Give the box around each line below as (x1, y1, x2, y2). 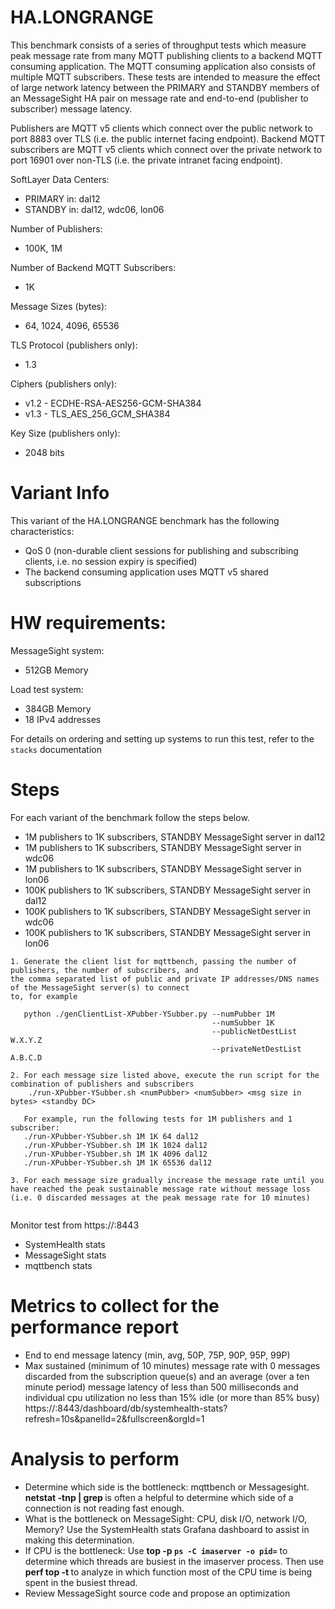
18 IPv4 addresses (24, 713, 102, 725)
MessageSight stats (24, 1249, 107, 1261)
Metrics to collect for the (10, 1294, 220, 1317)
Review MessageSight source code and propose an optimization (24, 1587, 291, 1599)
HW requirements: (10, 612, 167, 635)
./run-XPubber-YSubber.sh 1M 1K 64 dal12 (23, 1131, 199, 1141)
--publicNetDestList (211, 1026, 298, 1036)
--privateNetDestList (211, 1044, 302, 1054)
